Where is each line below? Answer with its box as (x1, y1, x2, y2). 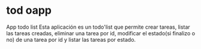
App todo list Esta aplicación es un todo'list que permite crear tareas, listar (6, 23, 190, 30)
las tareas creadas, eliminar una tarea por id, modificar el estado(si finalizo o (6, 29, 196, 36)
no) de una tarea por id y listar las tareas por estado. (6, 36, 136, 43)
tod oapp (6, 4, 52, 17)
